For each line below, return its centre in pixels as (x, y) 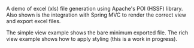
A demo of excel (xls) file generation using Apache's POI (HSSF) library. (95, 9)
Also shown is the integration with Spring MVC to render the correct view (96, 15)
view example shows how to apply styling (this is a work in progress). (92, 39)
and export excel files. (34, 21)
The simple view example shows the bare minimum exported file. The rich (97, 33)
